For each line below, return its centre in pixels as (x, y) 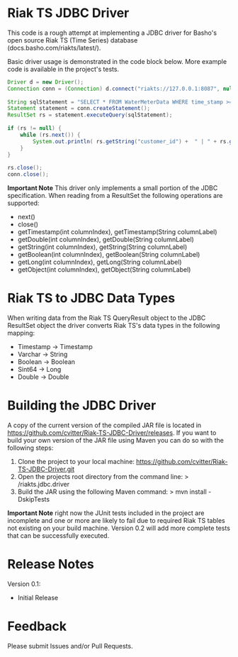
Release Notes (51, 564)
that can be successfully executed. (58, 535)
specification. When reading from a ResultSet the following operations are (115, 196)
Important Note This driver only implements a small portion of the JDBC (113, 188)
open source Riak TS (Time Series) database (73, 40)
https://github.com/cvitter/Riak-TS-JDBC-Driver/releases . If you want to (112, 432)
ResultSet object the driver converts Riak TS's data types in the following (114, 325)
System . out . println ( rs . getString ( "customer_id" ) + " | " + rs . (131, 141)
